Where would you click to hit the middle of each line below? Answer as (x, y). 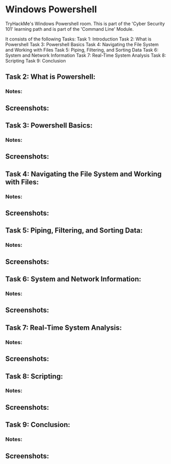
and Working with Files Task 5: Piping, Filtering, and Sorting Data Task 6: (82, 50)
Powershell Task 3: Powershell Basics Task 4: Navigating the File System (82, 44)
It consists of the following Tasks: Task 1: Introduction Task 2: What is (79, 39)
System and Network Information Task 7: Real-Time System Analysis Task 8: (86, 55)
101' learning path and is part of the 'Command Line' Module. (70, 29)
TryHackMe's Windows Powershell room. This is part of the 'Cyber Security (85, 24)
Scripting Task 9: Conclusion (36, 60)
